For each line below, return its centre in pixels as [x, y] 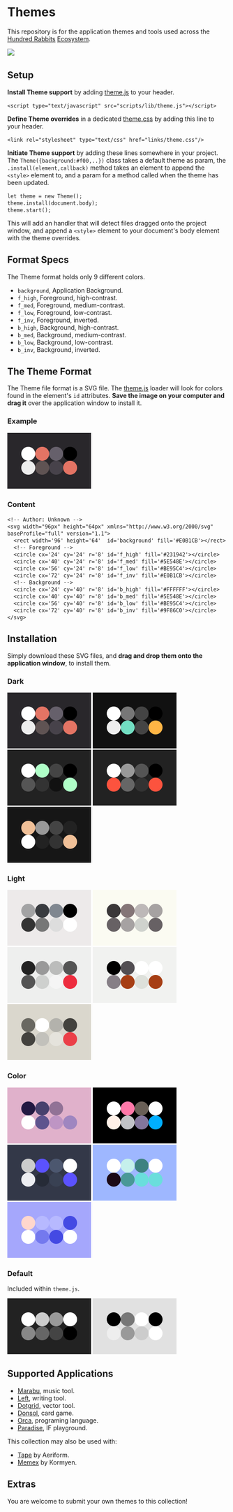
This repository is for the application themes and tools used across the [109, 31]
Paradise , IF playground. [52, 1427]
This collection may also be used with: [62, 1441]
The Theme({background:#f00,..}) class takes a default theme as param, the [117, 160]
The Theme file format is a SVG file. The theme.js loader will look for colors [115, 388]
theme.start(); [29, 210]
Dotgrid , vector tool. [46, 1405]
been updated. [28, 182]
